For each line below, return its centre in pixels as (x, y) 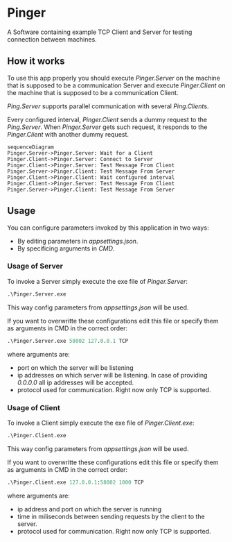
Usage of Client (34, 407)
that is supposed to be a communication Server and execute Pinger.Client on (116, 85)
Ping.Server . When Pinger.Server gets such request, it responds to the (107, 127)
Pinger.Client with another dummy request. (68, 134)
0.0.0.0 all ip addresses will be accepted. (75, 382)
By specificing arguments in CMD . (66, 248)
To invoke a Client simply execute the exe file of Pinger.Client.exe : (101, 423)
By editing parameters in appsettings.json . (78, 241)
